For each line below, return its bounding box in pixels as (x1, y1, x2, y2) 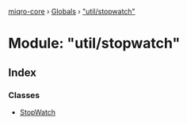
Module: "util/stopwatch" (8, 35, 181, 52)
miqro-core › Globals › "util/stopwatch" (8, 7, 136, 16)
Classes (8, 89, 40, 100)
